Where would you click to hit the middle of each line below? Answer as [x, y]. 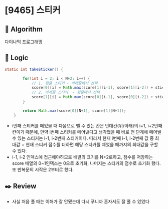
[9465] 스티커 [33, 10]
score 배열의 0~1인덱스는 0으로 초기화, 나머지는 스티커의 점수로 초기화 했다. [86, 163]
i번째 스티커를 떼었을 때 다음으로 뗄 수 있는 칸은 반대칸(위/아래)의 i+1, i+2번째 [87, 125]
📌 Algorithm [24, 29]
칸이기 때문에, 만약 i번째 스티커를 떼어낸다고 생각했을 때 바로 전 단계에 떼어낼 [87, 132]
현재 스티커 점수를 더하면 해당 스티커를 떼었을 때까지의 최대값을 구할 [92, 144]
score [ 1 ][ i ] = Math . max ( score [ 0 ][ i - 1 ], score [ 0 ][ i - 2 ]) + [92, 97]
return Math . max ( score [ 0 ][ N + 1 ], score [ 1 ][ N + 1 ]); [74, 111]
